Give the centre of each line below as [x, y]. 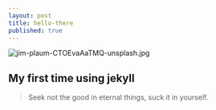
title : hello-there [41, 23]
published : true [35, 30]
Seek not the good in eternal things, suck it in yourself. [118, 97]
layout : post [30, 16]
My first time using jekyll [71, 78]
